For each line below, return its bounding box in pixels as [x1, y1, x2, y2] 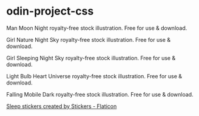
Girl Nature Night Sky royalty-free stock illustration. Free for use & [6, 36, 171, 43]
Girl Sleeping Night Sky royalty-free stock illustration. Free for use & [6, 54, 176, 61]
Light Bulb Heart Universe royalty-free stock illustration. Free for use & [6, 72, 183, 80]
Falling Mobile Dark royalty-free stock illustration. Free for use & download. [6, 90, 194, 98]
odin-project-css [6, 4, 94, 18]
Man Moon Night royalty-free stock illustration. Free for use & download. [6, 24, 187, 32]
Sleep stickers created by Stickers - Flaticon [6, 102, 117, 110]
